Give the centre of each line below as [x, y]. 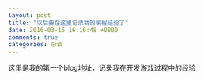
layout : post [30, 15]
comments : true [33, 37]
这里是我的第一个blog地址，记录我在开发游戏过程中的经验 [102, 68]
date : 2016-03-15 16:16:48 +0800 [63, 30]
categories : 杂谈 [36, 45]
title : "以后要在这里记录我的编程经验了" [68, 23]
